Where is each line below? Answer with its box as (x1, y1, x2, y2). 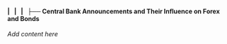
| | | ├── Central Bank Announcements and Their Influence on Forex (7, 7, 221, 15)
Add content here (7, 30, 59, 38)
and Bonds (7, 14, 40, 22)
